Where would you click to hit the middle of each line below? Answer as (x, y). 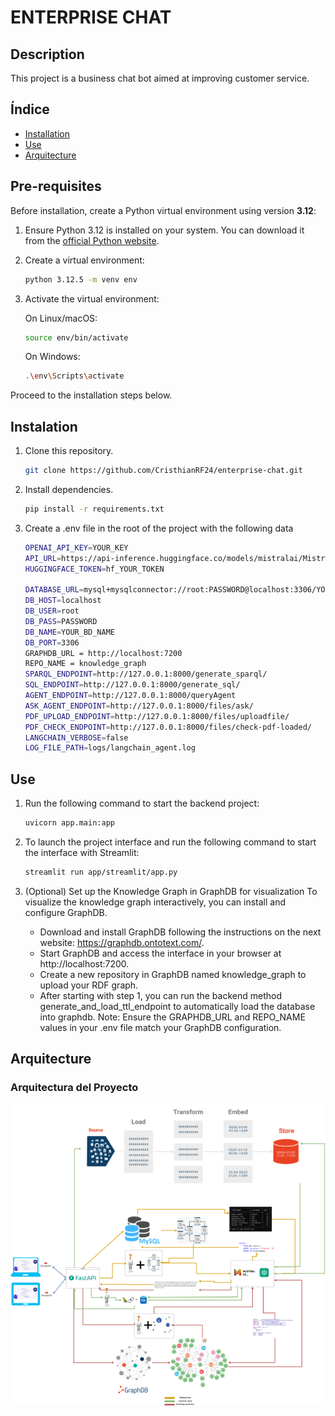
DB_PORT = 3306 (52, 642)
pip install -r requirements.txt (94, 509)
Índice (30, 109)
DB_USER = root (52, 611)
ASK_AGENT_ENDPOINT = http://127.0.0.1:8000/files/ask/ (139, 706)
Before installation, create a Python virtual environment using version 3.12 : (163, 210)
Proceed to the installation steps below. (91, 395)
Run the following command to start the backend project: (142, 803)
